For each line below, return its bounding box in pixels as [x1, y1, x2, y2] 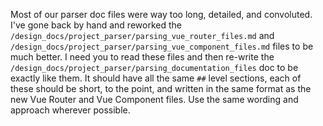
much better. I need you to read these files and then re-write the [10, 51, 275, 63]
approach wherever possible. [10, 104, 131, 116]
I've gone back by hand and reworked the [10, 19, 182, 31]
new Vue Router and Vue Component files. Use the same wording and [10, 94, 299, 105]
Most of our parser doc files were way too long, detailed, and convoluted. [10, 9, 313, 20]
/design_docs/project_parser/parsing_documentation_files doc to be [10, 62, 299, 73]
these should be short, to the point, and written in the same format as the [10, 83, 312, 94]
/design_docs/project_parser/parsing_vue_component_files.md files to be [10, 40, 314, 52]
